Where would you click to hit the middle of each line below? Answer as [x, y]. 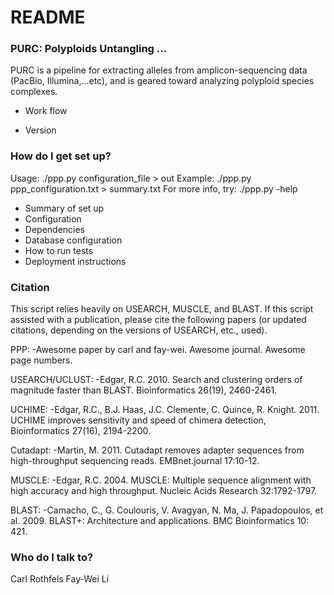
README [48, 17]
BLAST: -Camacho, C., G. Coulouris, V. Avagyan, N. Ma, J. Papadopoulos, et [167, 510]
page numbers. [41, 360]
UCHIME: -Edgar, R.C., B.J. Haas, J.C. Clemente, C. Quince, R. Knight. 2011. [165, 410]
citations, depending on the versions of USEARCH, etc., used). [139, 330]
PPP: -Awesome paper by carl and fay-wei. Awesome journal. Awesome [158, 350]
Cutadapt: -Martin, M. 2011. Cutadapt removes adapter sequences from [157, 450]
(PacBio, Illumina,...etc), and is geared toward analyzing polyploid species [162, 81]
